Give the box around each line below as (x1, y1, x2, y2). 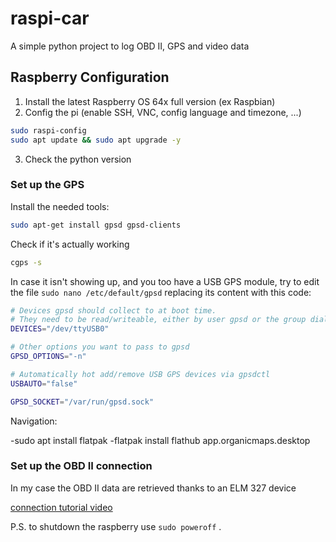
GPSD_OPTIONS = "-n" (10, 352, 87, 362)
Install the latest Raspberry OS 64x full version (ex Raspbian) (24, 95, 276, 107)
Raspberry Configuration (10, 69, 170, 86)
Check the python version (24, 153, 132, 165)
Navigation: (10, 415, 58, 427)
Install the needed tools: (10, 200, 110, 212)
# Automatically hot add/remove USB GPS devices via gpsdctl (10, 369, 271, 379)
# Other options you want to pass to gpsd (10, 342, 190, 352)
